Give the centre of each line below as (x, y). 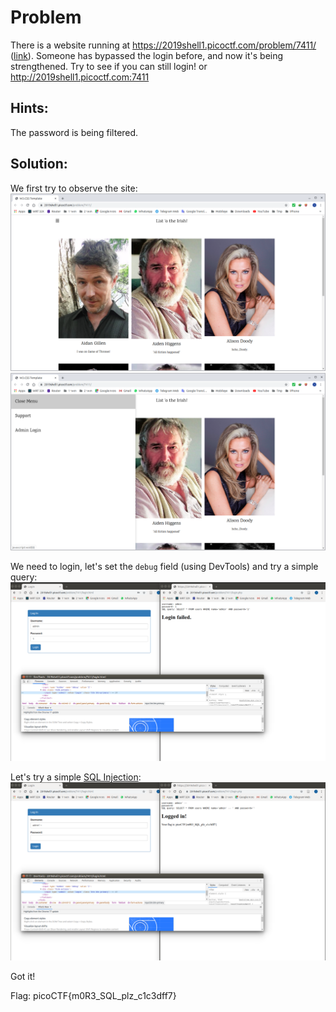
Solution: (39, 164)
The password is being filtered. (74, 132)
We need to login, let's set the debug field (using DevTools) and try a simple (164, 566)
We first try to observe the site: (74, 188)
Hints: (29, 108)
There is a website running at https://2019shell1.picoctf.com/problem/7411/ (163, 45)
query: (24, 577)
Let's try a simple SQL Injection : (76, 777)
